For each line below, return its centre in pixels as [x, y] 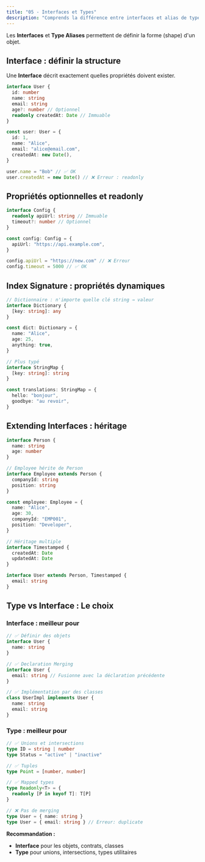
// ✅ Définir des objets [38, 636]
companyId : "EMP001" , [39, 519]
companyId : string [35, 479]
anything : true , [32, 345]
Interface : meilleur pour [43, 623]
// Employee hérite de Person [45, 468]
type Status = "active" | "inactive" [54, 755]
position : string [34, 485]
